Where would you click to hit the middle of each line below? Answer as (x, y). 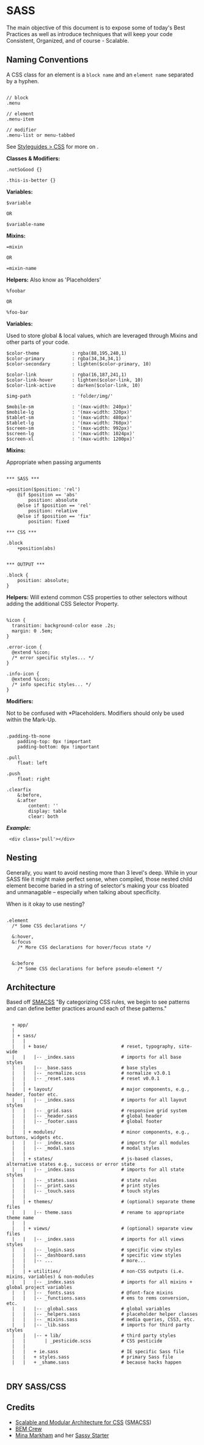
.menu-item (20, 119)
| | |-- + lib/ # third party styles (94, 1336)
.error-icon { (24, 647)
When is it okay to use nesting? (46, 904)
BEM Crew (28, 1428)
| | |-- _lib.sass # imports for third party (101, 1325)
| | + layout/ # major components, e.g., (101, 1089)
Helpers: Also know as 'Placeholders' (54, 280)
